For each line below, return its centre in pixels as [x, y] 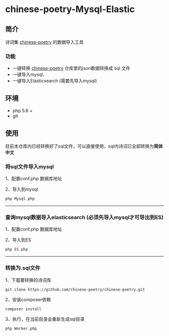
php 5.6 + [22, 111]
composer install [23, 309]
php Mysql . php [20, 199]
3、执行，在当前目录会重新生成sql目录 [45, 319]
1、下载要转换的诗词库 [28, 280]
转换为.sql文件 [23, 268]
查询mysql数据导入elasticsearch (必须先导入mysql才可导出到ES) [84, 217]
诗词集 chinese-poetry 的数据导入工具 [45, 42]
